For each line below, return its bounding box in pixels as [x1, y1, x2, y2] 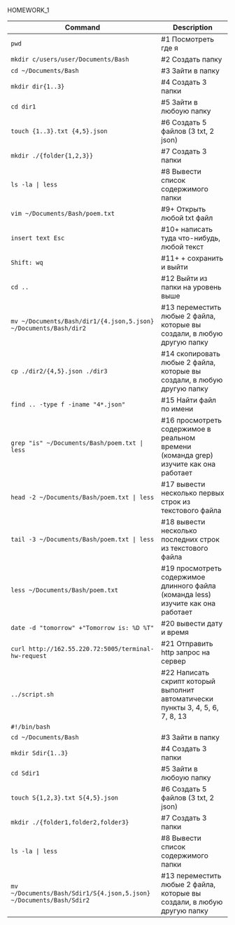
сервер [160, 657, 187, 666]
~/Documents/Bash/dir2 [10, 324, 86, 332]
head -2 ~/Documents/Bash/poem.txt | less [10, 493, 155, 501]
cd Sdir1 [10, 769, 40, 777]
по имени [160, 404, 194, 413]
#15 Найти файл [160, 395, 217, 405]
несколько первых [160, 488, 225, 498]
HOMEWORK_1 [7, 6, 50, 14]
